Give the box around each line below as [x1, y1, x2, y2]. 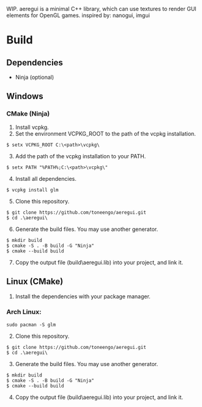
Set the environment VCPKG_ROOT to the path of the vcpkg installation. [15, 130, 196, 137]
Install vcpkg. [15, 123, 49, 131]
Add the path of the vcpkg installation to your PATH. [15, 152, 146, 159]
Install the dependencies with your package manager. [15, 293, 151, 300]
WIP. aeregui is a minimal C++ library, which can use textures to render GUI [6, 5, 197, 12]
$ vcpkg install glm [6, 186, 59, 193]
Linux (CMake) [6, 276, 64, 287]
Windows [6, 91, 43, 101]
